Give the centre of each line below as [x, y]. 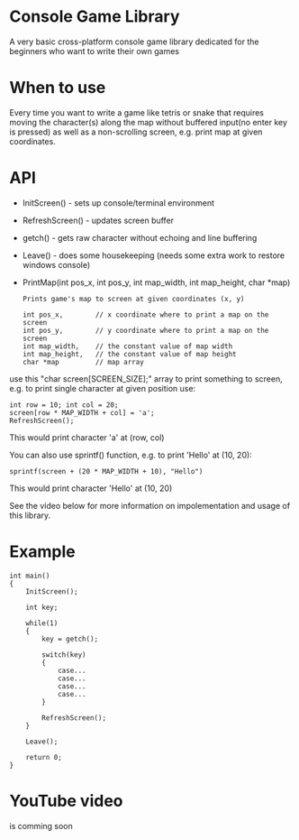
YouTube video [66, 801]
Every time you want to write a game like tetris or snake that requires [136, 112]
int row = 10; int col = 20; [64, 405]
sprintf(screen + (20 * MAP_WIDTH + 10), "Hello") [106, 471]
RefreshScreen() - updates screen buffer [98, 220]
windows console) [56, 264]
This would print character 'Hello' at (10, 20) [91, 488]
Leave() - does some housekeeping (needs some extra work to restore [154, 255]
